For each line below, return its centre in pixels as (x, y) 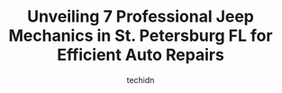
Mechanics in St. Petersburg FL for (141, 36)
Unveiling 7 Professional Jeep (141, 17)
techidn (141, 79)
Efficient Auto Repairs (141, 55)
